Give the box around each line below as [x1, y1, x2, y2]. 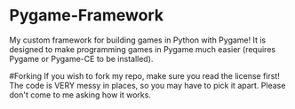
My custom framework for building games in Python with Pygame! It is [9, 35, 267, 45]
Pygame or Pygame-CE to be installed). [9, 53, 154, 64]
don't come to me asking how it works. [9, 90, 151, 100]
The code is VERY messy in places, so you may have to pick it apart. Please [9, 80, 286, 90]
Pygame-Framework [9, 5, 164, 26]
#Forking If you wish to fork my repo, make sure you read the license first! [9, 70, 280, 81]
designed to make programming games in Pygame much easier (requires [9, 43, 276, 54]
